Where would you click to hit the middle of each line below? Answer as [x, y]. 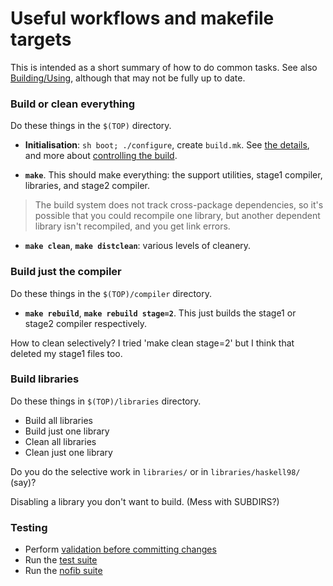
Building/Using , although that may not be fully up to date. [128, 78]
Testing [29, 527]
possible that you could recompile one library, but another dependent [177, 216]
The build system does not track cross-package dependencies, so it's [179, 205]
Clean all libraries [60, 441]
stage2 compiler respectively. [86, 323]
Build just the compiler [66, 272]
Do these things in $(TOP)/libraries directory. [106, 401]
